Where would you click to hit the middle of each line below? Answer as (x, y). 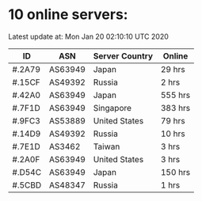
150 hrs (175, 172)
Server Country (123, 55)
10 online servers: (68, 15)
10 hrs (173, 134)
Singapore (112, 108)
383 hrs (175, 108)
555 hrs (175, 95)
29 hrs (173, 69)
